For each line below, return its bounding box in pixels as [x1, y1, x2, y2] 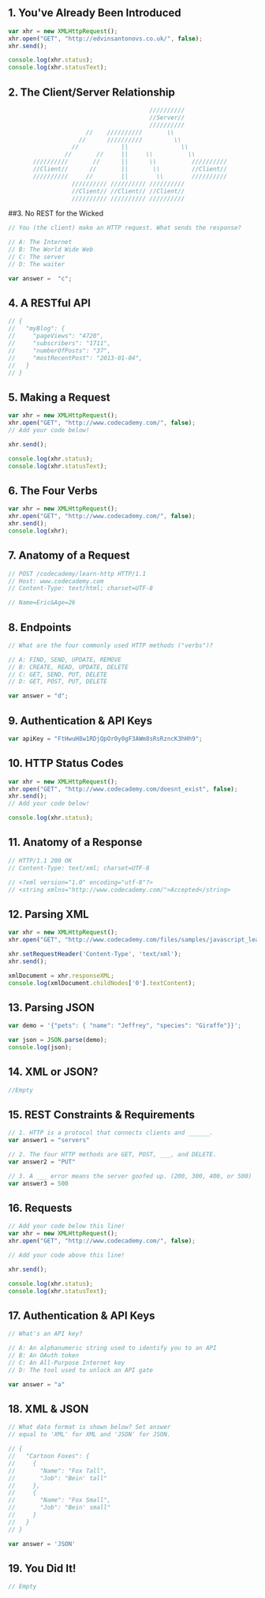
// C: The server [8, 253, 65, 261]
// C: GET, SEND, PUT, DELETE [8, 671, 108, 679]
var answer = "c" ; [8, 274, 73, 283]
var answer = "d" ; [8, 692, 69, 700]
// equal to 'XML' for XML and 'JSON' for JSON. [8, 1431, 171, 1438]
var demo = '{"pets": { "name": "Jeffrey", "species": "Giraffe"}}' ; [8, 1022, 242, 1030]
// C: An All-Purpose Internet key [8, 1359, 125, 1367]
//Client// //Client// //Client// [71, 187, 185, 195]
